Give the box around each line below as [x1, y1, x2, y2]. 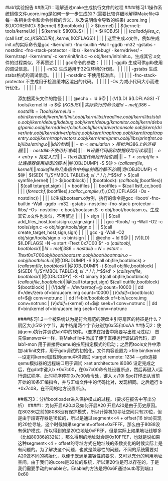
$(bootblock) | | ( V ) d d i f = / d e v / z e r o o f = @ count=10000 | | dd [18, 284, 144, 290]
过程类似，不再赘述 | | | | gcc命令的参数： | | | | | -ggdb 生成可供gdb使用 [14, 59, 163, 66]
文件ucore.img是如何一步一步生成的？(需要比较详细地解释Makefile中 [18, 11, 159, 17]
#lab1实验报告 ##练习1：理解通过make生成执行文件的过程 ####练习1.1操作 [5, 5, 158, 10]
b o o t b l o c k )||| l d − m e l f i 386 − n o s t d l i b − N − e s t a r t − [18, 246, 123, 253]
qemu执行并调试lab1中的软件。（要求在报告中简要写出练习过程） [22, 329, 154, 335]
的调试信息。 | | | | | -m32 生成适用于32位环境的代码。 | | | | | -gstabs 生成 [5, 66, 158, 72]
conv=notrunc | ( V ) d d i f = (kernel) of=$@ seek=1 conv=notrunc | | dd [18, 300, 157, 307]
